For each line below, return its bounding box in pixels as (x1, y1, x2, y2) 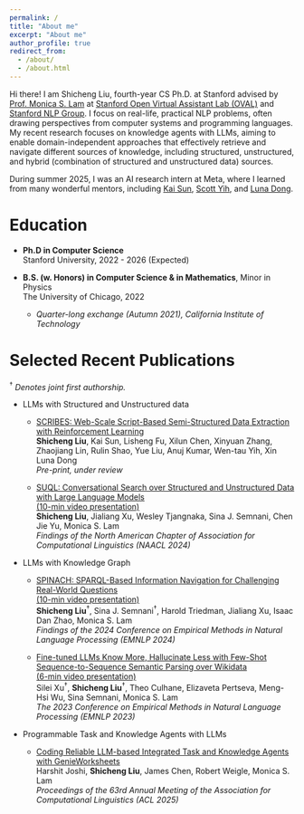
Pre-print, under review (35, 464, 124, 475)
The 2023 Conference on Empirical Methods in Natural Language (35, 701, 281, 712)
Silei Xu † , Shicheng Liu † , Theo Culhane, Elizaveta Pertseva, (35, 681, 258, 693)
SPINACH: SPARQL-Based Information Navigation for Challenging (35, 575, 280, 586)
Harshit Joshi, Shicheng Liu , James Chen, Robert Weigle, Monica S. (35, 765, 290, 776)
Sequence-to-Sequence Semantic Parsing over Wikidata (35, 662, 247, 673)
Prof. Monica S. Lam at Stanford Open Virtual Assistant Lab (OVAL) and (9, 98, 274, 109)
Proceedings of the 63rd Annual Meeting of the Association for (35, 784, 271, 795)
